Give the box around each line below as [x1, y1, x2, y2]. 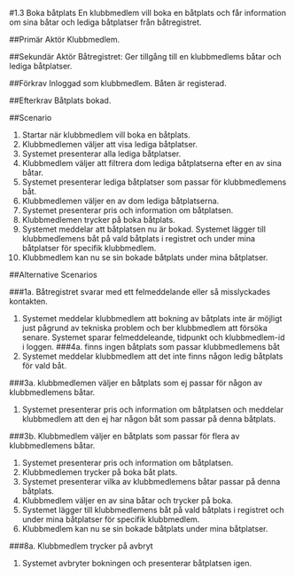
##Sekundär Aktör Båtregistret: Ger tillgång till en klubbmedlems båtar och [9, 51, 282, 61]
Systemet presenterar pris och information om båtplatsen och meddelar [21, 404, 284, 415]
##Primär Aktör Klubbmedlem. [9, 35, 120, 44]
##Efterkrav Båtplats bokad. [9, 95, 112, 106]
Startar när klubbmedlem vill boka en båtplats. [21, 130, 190, 140]
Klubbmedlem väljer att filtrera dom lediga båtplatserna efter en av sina [21, 158, 282, 168]
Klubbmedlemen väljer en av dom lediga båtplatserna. [21, 195, 220, 206]
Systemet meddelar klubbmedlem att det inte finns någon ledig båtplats [21, 351, 283, 361]
